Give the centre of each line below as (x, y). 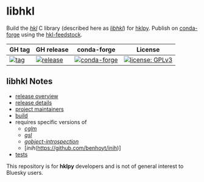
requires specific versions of (51, 122)
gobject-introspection (51, 141)
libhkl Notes (30, 81)
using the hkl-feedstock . (52, 34)
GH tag (20, 49)
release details (33, 102)
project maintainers (39, 109)
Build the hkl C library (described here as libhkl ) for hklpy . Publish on (92, 28)
